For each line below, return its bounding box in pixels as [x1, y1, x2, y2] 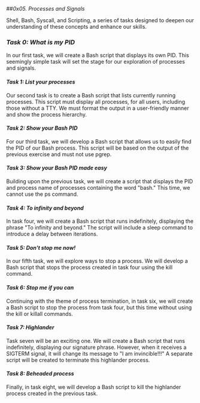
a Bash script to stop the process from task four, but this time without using [6, 303, 192, 311]
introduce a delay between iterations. [6, 231, 98, 238]
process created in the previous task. [6, 390, 98, 397]
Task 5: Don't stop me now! [6, 244, 76, 251]
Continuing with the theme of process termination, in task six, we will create [6, 297, 193, 305]
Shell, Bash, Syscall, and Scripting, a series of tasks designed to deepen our [6, 17, 195, 23]
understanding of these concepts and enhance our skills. [6, 23, 147, 30]
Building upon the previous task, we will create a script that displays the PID [6, 177, 193, 185]
